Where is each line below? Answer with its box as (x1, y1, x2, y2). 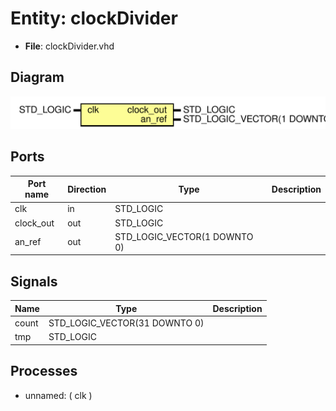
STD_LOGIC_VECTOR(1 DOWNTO (114, 230, 254, 242)
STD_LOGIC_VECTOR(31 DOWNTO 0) (48, 317, 205, 329)
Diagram (10, 69, 65, 86)
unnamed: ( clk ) (24, 389, 93, 401)
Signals (10, 273, 58, 290)
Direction (67, 183, 107, 195)
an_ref (14, 236, 42, 248)
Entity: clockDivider (10, 7, 178, 30)
